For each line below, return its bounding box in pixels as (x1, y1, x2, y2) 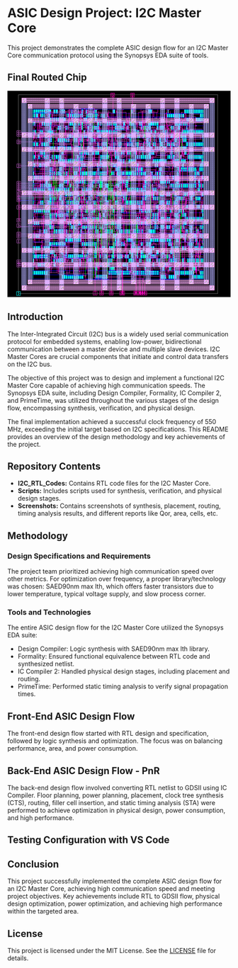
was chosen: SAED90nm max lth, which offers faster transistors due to (7, 582, 214, 591)
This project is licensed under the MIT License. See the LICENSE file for (7, 947, 217, 955)
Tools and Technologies (7, 607, 91, 617)
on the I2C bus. (7, 360, 52, 368)
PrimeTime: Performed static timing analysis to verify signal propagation (17, 682, 229, 691)
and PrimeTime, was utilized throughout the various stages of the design (7, 396, 220, 404)
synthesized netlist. (17, 660, 75, 668)
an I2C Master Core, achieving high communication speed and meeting (7, 884, 215, 893)
